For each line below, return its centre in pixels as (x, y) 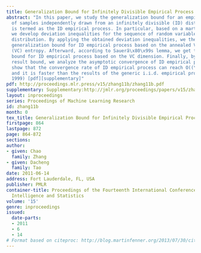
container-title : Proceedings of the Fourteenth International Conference (101, 190)
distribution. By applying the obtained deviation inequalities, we (99, 40)
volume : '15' (22, 201)
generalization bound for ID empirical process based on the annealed (101, 46)
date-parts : (27, 218)
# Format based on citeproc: (42, 240)
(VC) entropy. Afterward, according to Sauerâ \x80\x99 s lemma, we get (101, 51)
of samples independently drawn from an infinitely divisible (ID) (98, 23)
